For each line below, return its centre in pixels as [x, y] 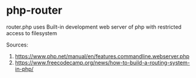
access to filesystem [32, 33]
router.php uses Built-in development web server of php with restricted [94, 27]
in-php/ [24, 68]
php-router [34, 10]
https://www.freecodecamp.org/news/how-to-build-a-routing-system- [102, 63]
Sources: [17, 45]
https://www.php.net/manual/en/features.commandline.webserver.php [102, 56]
